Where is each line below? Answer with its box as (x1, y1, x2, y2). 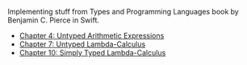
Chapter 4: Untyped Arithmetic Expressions (19, 31, 165, 40)
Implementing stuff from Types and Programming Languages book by (7, 7, 239, 16)
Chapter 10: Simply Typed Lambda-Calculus (19, 48, 166, 57)
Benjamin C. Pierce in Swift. (7, 15, 100, 25)
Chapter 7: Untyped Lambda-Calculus (19, 39, 146, 49)
